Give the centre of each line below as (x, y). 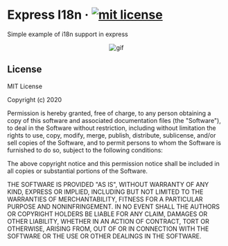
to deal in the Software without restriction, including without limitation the (112, 128)
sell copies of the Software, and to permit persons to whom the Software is (114, 142)
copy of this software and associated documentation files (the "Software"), (114, 120)
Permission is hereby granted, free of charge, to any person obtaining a (109, 113)
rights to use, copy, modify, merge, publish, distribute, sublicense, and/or (112, 135)
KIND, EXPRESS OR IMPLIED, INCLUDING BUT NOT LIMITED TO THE (105, 192)
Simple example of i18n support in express (68, 34)
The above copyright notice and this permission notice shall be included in (113, 163)
